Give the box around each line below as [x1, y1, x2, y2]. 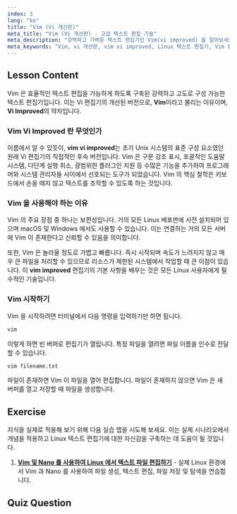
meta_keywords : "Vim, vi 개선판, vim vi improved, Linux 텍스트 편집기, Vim [7, 43, 225, 50]
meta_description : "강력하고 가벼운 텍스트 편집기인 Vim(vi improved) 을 [7, 37, 207, 44]
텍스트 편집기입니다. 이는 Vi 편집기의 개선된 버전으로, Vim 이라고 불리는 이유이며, [7, 98, 228, 106]
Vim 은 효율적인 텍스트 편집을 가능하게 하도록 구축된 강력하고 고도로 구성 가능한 [7, 89, 226, 98]
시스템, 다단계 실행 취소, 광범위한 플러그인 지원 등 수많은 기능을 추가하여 [7, 161, 205, 170]
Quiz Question [7, 496, 72, 509]
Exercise [7, 406, 47, 418]
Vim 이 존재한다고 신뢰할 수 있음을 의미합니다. [14, 233, 141, 242]
